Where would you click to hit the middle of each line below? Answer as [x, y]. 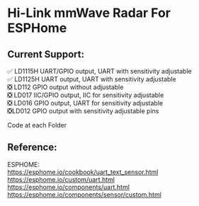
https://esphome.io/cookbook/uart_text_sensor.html [83, 172]
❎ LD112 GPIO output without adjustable [66, 87]
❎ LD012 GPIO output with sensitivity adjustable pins [83, 111]
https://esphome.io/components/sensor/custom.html [84, 194]
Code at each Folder [37, 125]
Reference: [32, 148]
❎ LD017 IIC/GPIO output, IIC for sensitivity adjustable [86, 95]
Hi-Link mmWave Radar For [89, 13]
